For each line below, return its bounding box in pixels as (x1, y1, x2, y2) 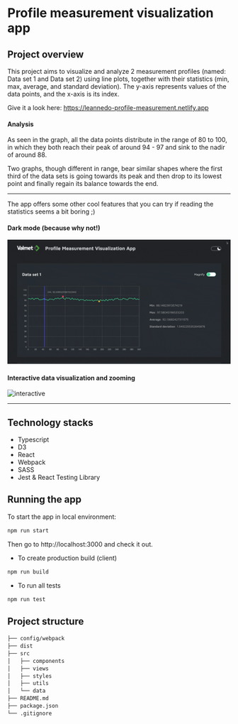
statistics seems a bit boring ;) (7, 207, 96, 216)
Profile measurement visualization (7, 5, 214, 21)
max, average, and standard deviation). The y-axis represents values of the (7, 82, 227, 90)
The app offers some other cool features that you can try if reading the (7, 200, 214, 209)
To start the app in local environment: (7, 512, 117, 521)
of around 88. (7, 150, 47, 159)
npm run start (7, 527, 50, 534)
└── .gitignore (7, 710, 52, 717)
